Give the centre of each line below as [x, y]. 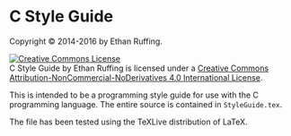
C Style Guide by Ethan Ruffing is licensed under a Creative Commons [139, 68]
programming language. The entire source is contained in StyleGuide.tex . [146, 104]
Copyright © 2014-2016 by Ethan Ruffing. [86, 41]
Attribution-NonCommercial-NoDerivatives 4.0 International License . [136, 77]
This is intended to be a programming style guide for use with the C [134, 95]
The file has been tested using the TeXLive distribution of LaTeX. [129, 122]
